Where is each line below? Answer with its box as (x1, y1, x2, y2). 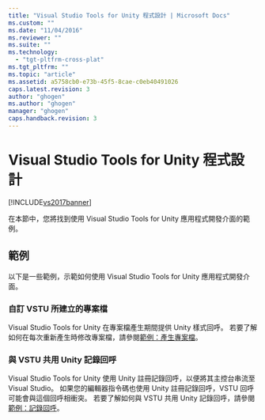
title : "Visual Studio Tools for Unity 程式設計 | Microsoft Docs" (8, 11, 231, 20)
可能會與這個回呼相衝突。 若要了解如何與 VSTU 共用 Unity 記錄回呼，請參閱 (8, 393, 256, 403)
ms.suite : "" (8, 41, 51, 49)
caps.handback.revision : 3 (8, 115, 97, 123)
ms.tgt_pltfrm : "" (8, 63, 69, 71)
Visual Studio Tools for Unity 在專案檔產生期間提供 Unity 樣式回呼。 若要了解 (8, 322, 258, 332)
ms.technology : (8, 48, 59, 56)
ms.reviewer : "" (8, 33, 62, 42)
